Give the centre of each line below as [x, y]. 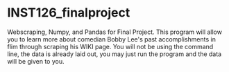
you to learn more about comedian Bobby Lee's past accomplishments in [112, 39]
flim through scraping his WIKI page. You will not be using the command [110, 46]
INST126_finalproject [69, 13]
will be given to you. [36, 61]
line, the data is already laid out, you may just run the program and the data [114, 54]
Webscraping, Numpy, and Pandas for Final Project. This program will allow [114, 32]
